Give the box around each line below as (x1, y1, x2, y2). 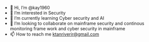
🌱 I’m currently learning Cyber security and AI (9, 15, 104, 21)
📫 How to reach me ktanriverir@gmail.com (9, 31, 99, 37)
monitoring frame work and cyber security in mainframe (9, 26, 125, 32)
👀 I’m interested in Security (9, 10, 66, 16)
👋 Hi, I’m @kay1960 (9, 5, 50, 10)
